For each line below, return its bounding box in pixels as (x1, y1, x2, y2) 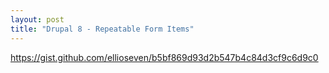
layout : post (10, 14, 65, 25)
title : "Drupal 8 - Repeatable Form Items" (10, 24, 195, 34)
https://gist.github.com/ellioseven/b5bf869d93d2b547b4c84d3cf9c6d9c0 (10, 51, 319, 63)
